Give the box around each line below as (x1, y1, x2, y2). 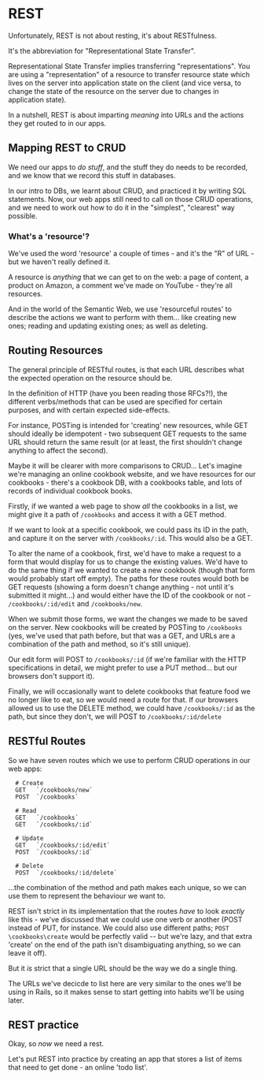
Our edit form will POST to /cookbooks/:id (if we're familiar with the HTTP (8, 654, 247, 664)
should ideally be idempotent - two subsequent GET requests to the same (8, 429, 247, 438)
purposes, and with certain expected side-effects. (8, 405, 170, 415)
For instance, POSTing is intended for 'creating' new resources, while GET (8, 420, 248, 430)
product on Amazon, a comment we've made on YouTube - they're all (8, 281, 233, 290)
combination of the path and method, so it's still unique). (8, 639, 191, 649)
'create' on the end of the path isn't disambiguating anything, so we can (8, 940, 241, 949)
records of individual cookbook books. (8, 486, 133, 495)
